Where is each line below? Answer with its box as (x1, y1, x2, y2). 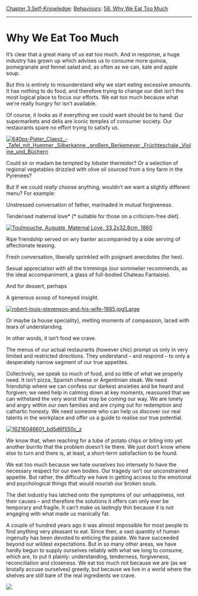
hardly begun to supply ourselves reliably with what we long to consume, (6, 546, 184, 553)
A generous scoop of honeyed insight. (6, 294, 99, 301)
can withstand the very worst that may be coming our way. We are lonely (6, 395, 183, 402)
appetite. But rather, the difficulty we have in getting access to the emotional (6, 473, 192, 481)
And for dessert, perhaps (6, 282, 67, 289)
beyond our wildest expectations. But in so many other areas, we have (6, 540, 177, 548)
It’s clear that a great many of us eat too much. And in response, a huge (6, 50, 180, 58)
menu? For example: (6, 189, 56, 197)
